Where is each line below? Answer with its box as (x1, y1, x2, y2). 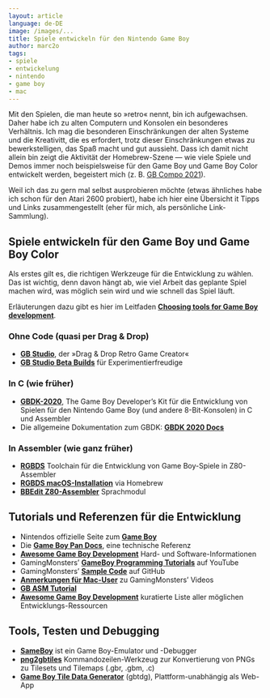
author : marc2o (8, 42, 60, 50)
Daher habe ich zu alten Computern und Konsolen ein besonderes (8, 118, 229, 128)
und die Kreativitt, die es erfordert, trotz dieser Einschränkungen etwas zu (8, 135, 255, 145)
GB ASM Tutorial (19, 583, 77, 593)
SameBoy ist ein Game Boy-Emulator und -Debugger (19, 645, 197, 655)
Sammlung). (8, 212, 49, 221)
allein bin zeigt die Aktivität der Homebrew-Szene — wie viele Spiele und (8, 152, 251, 162)
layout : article (8, 11, 63, 20)
